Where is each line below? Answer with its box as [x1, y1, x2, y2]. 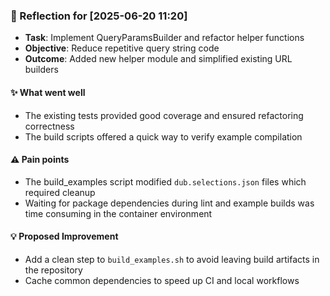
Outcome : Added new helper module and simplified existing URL [24, 53, 293, 65]
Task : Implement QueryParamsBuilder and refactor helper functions [24, 32, 305, 44]
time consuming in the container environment [24, 207, 213, 219]
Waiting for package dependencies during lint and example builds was [24, 197, 315, 209]
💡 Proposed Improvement [10, 230, 119, 243]
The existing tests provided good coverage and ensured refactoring [24, 109, 304, 121]
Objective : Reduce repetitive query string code [24, 42, 220, 54]
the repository [24, 264, 83, 276]
